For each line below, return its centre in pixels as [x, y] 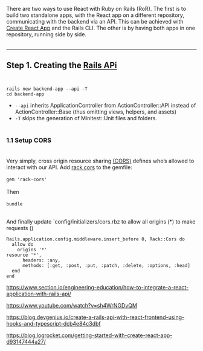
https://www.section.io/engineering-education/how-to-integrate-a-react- [98, 288]
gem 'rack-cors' [27, 180]
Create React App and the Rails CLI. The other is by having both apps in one [101, 28]
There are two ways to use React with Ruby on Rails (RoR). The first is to [96, 9]
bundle [14, 204]
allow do [23, 245]
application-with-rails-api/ [39, 294]
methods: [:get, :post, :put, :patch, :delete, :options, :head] [106, 266]
